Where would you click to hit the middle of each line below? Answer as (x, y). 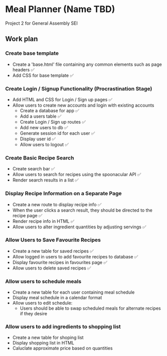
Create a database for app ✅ (49, 110)
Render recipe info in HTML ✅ (43, 221)
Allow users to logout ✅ (44, 144)
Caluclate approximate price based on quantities (62, 348)
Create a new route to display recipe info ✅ (57, 204)
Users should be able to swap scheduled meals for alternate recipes (91, 308)
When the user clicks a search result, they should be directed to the (82, 210)
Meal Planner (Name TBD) (60, 9)
